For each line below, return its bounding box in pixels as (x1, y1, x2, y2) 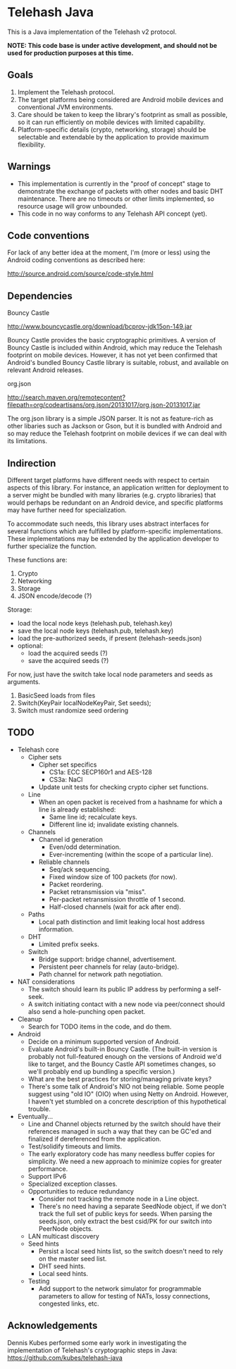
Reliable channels (38, 857, 90, 866)
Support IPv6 (27, 1172, 67, 1180)
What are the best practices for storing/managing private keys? (27, 1074, 212, 1083)
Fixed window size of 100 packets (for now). (49, 872, 178, 881)
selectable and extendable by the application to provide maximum (17, 132, 209, 141)
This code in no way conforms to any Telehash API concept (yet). (17, 209, 208, 218)
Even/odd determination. (49, 843, 121, 851)
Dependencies (7, 290, 73, 302)
